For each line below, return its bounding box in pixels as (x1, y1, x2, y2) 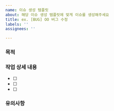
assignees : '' (5, 26, 36, 32)
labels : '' (5, 21, 29, 27)
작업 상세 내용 (5, 63, 37, 70)
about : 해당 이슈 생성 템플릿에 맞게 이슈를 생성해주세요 (5, 12, 109, 17)
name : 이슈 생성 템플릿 (5, 7, 49, 13)
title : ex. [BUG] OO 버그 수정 (5, 17, 68, 22)
